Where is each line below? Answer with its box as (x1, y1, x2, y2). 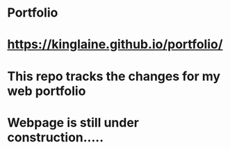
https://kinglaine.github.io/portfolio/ (7, 37, 224, 53)
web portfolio (7, 83, 86, 98)
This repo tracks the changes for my (7, 68, 221, 84)
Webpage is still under (7, 114, 139, 130)
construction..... (7, 130, 104, 145)
